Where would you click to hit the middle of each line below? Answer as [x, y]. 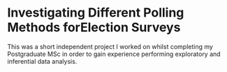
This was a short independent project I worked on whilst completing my [110, 46]
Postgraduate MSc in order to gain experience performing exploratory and [114, 54]
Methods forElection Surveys [94, 27]
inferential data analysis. [42, 61]
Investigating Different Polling [96, 13]
